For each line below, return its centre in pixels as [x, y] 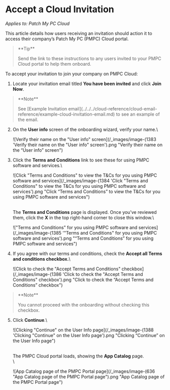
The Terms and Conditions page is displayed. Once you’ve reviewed [85, 212]
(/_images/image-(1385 [37, 233]
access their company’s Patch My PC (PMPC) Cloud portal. [67, 39]
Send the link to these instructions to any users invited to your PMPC [89, 58]
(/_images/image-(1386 [37, 274]
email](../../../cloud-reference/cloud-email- [113, 108]
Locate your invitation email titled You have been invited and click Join [87, 83]
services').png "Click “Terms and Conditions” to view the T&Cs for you [87, 191]
